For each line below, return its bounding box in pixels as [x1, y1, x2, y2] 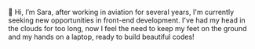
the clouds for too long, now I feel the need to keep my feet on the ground [8, 24, 247, 33]
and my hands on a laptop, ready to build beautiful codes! [8, 32, 195, 41]
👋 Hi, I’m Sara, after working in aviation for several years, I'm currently [8, 8, 234, 16]
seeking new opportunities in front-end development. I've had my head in [8, 16, 246, 25]
